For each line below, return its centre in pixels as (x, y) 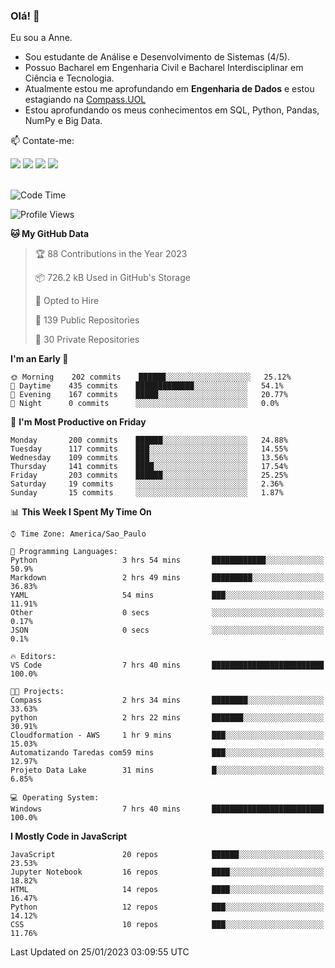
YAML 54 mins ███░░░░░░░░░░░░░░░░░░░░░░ (167, 595)
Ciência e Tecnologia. (69, 78)
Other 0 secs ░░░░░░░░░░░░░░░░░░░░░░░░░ (167, 613)
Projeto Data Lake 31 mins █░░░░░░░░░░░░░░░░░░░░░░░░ (167, 770)
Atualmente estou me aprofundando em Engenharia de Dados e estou (169, 89)
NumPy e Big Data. (63, 121)
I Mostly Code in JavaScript (69, 836)
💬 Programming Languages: (64, 552)
